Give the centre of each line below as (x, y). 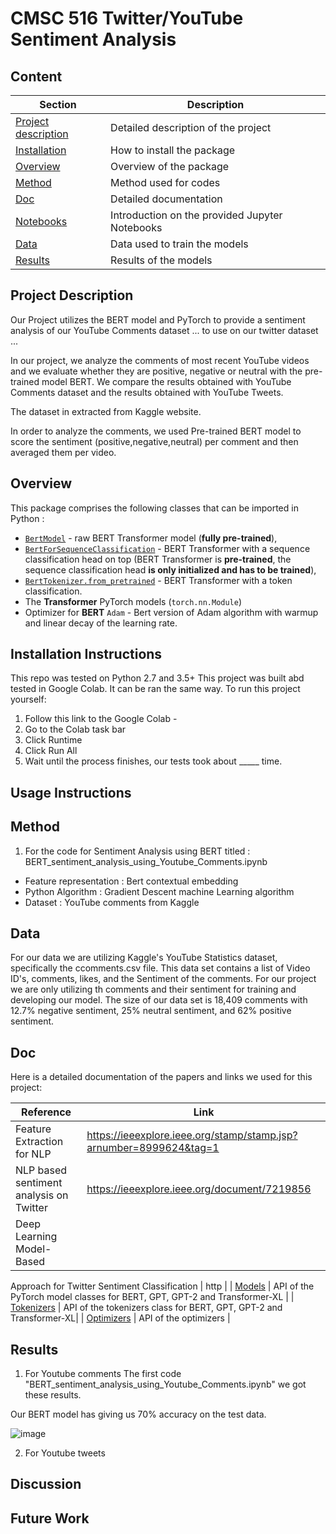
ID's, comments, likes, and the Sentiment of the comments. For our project (163, 979)
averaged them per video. (63, 452)
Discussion (46, 1484)
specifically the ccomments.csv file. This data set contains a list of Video (160, 968)
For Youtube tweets (65, 1453)
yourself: (28, 699)
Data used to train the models (179, 244)
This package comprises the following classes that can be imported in (154, 508)
